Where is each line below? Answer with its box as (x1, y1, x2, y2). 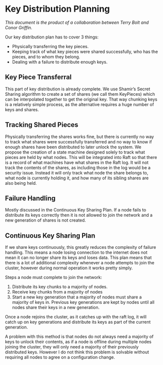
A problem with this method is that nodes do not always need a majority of (5, 334, 154, 340)
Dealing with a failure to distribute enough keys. (12, 59, 108, 65)
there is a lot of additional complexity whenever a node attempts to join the (5, 260, 154, 266)
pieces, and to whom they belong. (12, 53, 81, 59)
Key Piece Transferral (5, 73, 72, 81)
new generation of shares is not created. (5, 217, 86, 223)
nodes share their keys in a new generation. (12, 305, 100, 311)
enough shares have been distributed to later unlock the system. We (5, 144, 142, 150)
